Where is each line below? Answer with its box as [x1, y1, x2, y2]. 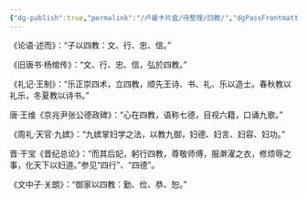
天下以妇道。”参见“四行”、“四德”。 [33, 159, 160, 170]
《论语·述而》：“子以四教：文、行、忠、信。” [9, 39, 172, 50]
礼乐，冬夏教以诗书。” [9, 89, 90, 100]
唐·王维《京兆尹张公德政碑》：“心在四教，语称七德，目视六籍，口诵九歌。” [9, 109, 283, 120]
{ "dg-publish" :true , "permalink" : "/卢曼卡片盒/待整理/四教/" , [9, 13, 233, 23]
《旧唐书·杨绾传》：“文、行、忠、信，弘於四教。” [9, 58, 187, 69]
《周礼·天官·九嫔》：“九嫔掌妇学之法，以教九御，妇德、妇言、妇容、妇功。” [9, 129, 286, 140]
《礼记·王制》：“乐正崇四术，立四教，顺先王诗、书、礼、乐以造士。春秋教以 [9, 78, 292, 89]
